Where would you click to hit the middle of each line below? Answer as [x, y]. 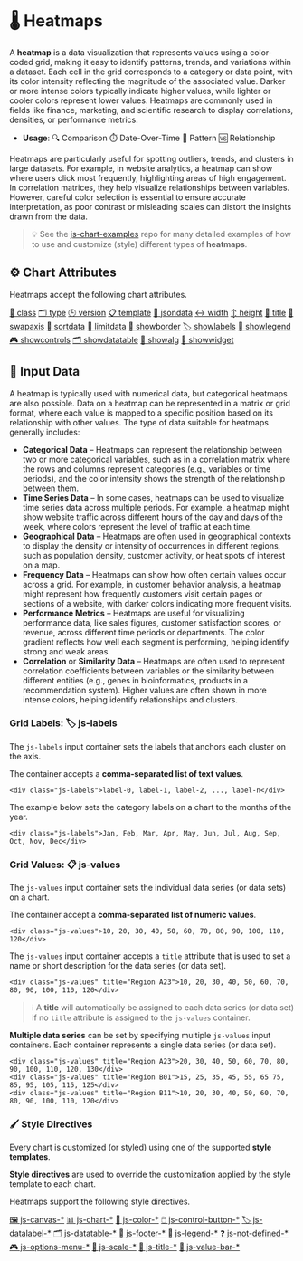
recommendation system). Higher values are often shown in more [144, 690]
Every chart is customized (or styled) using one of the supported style [141, 1147]
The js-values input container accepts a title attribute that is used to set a [150, 956]
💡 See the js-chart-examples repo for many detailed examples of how [161, 234]
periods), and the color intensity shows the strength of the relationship [154, 478]
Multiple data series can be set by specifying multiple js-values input [140, 1036]
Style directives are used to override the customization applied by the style [150, 1175]
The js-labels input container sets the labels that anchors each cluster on [148, 746]
